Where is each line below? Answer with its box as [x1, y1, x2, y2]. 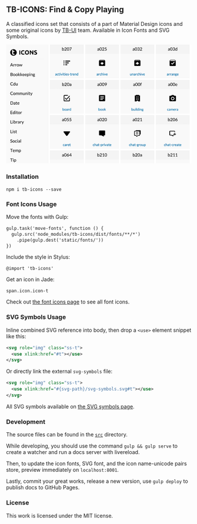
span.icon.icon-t [6, 288, 49, 294]
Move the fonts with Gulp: [6, 213, 69, 221]
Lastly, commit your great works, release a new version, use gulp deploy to [6, 478, 188, 485]
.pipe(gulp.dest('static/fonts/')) [16, 238, 104, 243]
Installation [6, 172, 39, 181]
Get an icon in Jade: [6, 276, 55, 283]
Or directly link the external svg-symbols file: [6, 368, 113, 375]
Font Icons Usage [6, 200, 57, 208]
